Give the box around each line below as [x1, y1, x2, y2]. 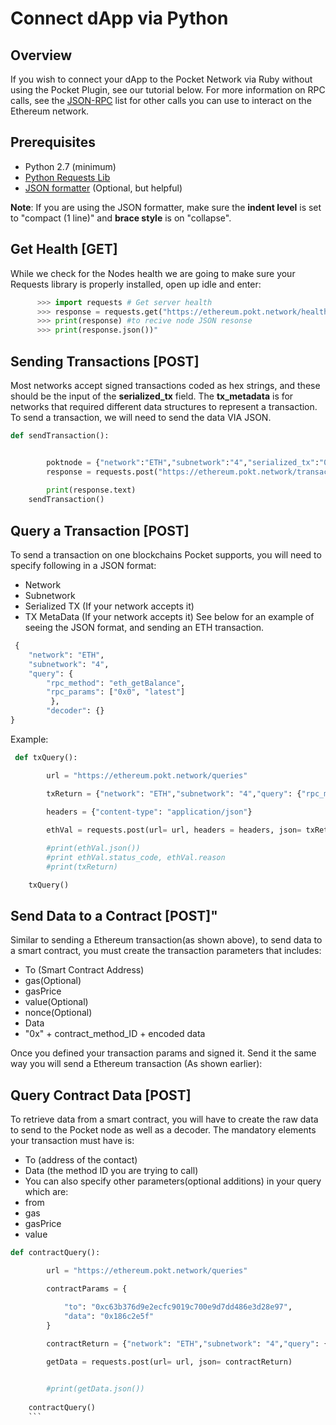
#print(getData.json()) [46, 1384, 145, 1394]
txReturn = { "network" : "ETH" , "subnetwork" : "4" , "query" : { [46, 788, 302, 799]
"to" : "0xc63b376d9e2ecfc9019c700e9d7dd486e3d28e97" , [63, 1302, 293, 1312]
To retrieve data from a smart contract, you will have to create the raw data [10, 1113, 319, 1126]
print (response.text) [46, 485, 137, 496]
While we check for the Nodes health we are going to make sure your [10, 267, 296, 279]
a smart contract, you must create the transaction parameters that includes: [10, 945, 322, 957]
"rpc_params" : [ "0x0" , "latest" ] [46, 687, 186, 697]
